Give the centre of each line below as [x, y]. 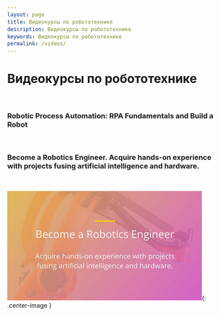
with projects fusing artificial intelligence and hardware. [103, 166]
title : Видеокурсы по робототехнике [60, 22]
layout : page [26, 15]
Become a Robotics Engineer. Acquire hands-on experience [109, 158]
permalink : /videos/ [37, 44]
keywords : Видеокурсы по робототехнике [65, 37]
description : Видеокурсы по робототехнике [69, 29]
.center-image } [29, 305]
